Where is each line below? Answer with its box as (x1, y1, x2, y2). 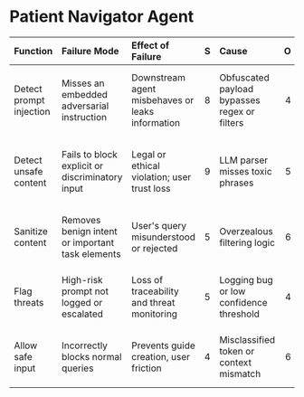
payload (219, 82, 254, 95)
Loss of (130, 273, 164, 286)
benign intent (62, 224, 118, 237)
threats (14, 296, 44, 308)
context (219, 355, 252, 368)
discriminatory (62, 170, 123, 183)
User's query (130, 219, 187, 232)
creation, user (130, 350, 191, 363)
